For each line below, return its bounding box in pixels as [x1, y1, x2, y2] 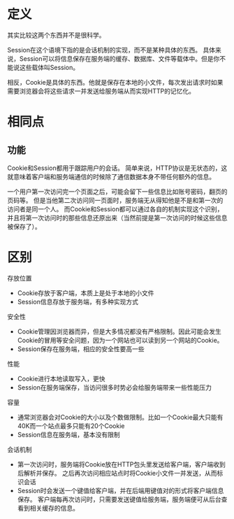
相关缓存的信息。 [29, 504, 79, 512]
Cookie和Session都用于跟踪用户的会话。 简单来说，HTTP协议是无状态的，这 [7, 164, 228, 172]
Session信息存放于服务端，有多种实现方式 [17, 297, 138, 306]
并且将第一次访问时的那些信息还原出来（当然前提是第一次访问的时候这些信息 [7, 213, 228, 222]
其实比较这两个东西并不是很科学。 [7, 31, 105, 39]
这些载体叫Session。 [19, 63, 79, 71]
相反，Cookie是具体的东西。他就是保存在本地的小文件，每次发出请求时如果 [7, 78, 224, 86]
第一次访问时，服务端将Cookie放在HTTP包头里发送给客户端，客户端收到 [17, 460, 226, 469]
